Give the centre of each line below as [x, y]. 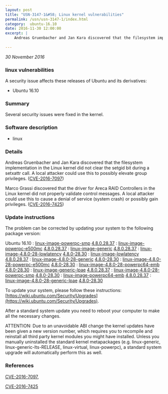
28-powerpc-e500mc [27, 265]
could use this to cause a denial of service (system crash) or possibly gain [82, 199]
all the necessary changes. [33, 316]
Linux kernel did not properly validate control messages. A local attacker [80, 193]
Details [14, 151]
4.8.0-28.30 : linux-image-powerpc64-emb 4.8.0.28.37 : [93, 275]
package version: [23, 234]
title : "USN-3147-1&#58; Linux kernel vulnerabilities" [64, 15]
